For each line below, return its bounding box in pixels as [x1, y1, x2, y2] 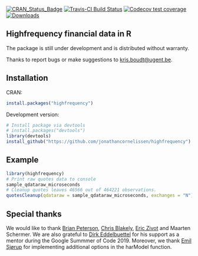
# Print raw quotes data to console [6, 176, 96, 182]
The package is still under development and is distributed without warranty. [6, 44, 190, 51]
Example [6, 155, 39, 165]
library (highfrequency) [6, 170, 65, 176]
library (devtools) [6, 133, 51, 139]
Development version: [6, 111, 60, 118]
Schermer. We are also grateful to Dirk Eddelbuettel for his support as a [6, 231, 180, 238]
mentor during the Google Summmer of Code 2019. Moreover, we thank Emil [6, 237, 192, 244]
